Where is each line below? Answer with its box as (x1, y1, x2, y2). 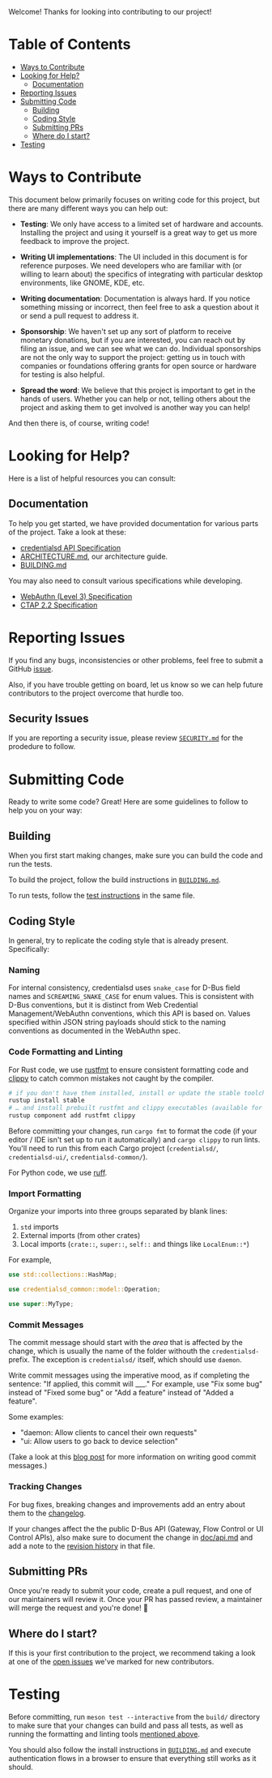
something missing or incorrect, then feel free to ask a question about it (19, 302, 259, 311)
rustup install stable (8, 1096, 85, 1105)
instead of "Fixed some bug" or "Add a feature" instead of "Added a (8, 1388, 235, 1398)
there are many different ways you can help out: (8, 203, 168, 213)
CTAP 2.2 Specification (19, 600, 98, 610)
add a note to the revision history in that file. (8, 1540, 155, 1551)
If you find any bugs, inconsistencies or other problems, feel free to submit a (8, 655, 264, 665)
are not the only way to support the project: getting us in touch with (19, 352, 245, 362)
